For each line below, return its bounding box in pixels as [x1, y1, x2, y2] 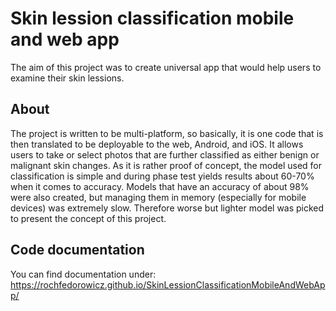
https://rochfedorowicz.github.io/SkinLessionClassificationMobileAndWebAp [10, 278, 326, 291]
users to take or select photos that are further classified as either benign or [10, 148, 320, 161]
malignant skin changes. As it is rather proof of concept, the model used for [10, 159, 323, 171]
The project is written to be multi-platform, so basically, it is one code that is [10, 127, 324, 139]
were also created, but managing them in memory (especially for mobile [10, 191, 307, 203]
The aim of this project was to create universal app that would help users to [10, 61, 322, 73]
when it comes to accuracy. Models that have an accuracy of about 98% [10, 180, 310, 192]
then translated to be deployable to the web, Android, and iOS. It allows [10, 138, 304, 150]
